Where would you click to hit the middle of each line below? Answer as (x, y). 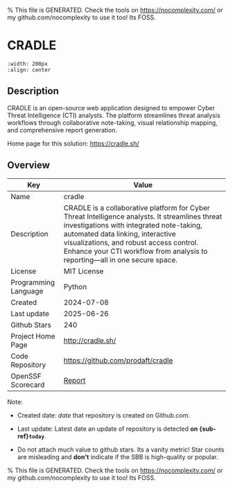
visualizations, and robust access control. (131, 242)
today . (37, 436)
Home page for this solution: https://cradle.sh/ (73, 143)
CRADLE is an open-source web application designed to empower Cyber (111, 108)
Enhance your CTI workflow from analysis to (136, 251)
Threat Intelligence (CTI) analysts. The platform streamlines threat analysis (114, 115)
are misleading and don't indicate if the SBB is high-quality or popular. (118, 456)
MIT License (84, 271)
